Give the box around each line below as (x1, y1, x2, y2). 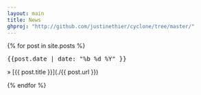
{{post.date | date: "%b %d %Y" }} (7, 55, 127, 63)
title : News (7, 17, 41, 23)
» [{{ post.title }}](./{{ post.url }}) (7, 68, 99, 76)
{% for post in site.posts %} (7, 42, 86, 50)
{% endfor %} (7, 81, 47, 89)
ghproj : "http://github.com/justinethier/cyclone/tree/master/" (7, 23, 195, 30)
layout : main (7, 10, 45, 17)
